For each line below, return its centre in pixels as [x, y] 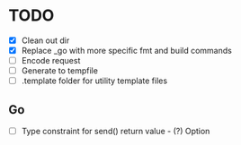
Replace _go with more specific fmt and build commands [127, 51]
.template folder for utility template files [94, 81]
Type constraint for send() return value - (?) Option [116, 132]
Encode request [51, 61]
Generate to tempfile [59, 71]
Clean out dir [45, 40]
